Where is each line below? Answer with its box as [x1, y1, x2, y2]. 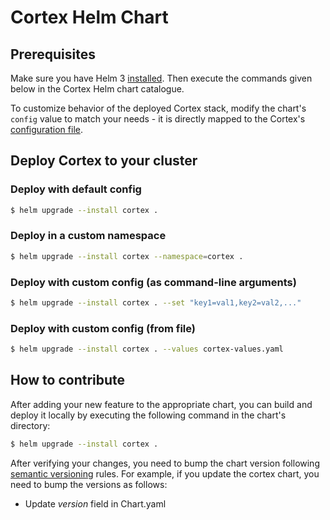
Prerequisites [10, 46, 96, 63]
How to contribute [10, 372, 126, 389]
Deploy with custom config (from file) [10, 321, 196, 335]
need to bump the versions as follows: [10, 478, 168, 490]
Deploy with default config [10, 182, 142, 196]
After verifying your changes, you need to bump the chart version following [10, 457, 320, 469]
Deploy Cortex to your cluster [10, 152, 198, 170]
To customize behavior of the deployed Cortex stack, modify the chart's [10, 102, 307, 114]
